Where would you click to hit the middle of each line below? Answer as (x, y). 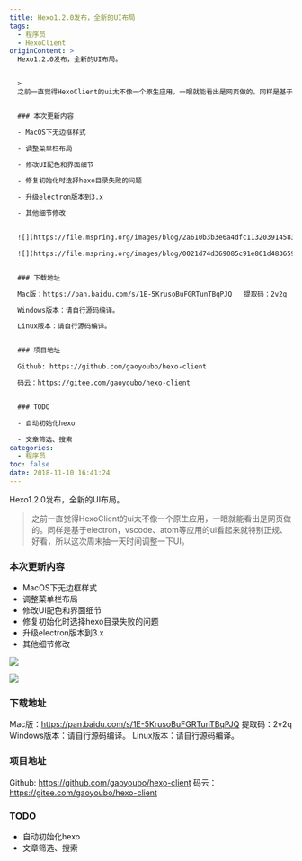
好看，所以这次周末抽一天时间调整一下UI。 (110, 541)
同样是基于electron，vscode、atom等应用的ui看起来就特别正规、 (167, 529)
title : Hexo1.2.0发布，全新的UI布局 (72, 18)
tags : (19, 26)
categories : (31, 448)
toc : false (30, 465)
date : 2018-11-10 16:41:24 (60, 473)
